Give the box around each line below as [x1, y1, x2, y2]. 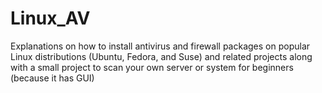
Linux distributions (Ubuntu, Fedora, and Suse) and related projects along [10, 50, 313, 62]
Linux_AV [10, 7, 91, 30]
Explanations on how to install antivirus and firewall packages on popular [10, 40, 311, 52]
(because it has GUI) [10, 72, 95, 84]
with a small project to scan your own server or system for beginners [10, 61, 294, 73]
